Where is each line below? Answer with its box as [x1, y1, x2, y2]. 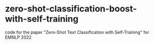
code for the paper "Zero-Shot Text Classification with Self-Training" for [5, 29, 150, 35]
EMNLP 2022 [5, 34, 32, 40]
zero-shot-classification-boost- [5, 3, 137, 14]
